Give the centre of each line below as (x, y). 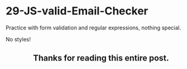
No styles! (18, 39)
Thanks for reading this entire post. (101, 58)
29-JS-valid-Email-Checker (77, 11)
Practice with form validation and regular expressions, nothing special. (93, 28)
